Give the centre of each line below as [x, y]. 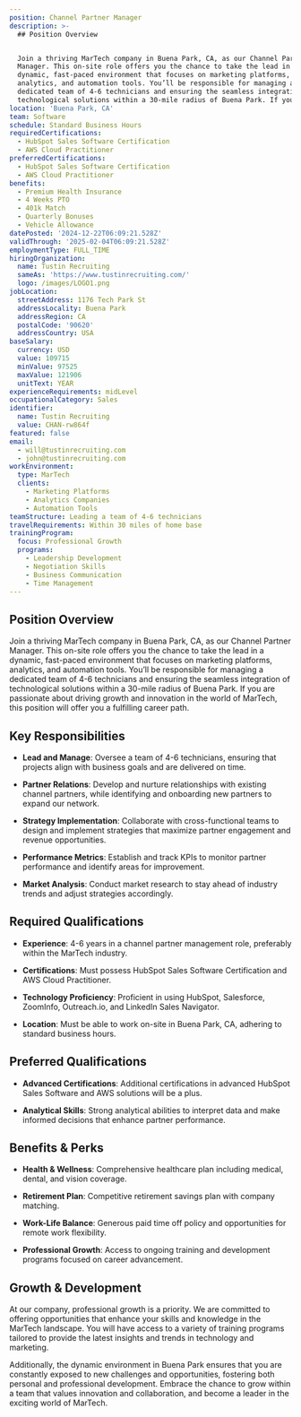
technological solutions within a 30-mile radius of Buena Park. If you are [142, 689]
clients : [34, 484]
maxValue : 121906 [50, 375]
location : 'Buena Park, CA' [62, 108]
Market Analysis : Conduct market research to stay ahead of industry [150, 884]
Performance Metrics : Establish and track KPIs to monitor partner [144, 857]
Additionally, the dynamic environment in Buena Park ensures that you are [146, 1365]
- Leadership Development [74, 558]
